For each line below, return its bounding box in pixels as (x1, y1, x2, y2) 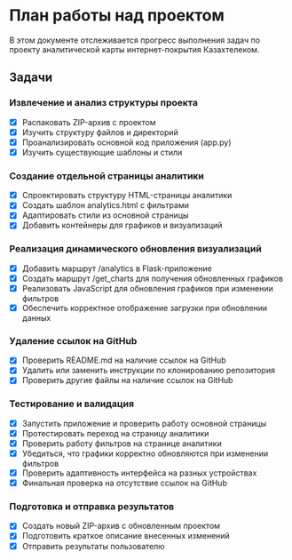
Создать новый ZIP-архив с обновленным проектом (21, 521, 220, 532)
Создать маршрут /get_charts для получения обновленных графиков (21, 273, 284, 284)
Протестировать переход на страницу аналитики (21, 428, 209, 438)
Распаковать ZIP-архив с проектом (21, 116, 157, 127)
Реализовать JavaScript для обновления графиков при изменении (21, 283, 273, 293)
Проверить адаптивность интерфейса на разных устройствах (21, 468, 257, 478)
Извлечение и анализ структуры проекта (9, 97, 198, 109)
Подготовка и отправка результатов (9, 500, 175, 513)
